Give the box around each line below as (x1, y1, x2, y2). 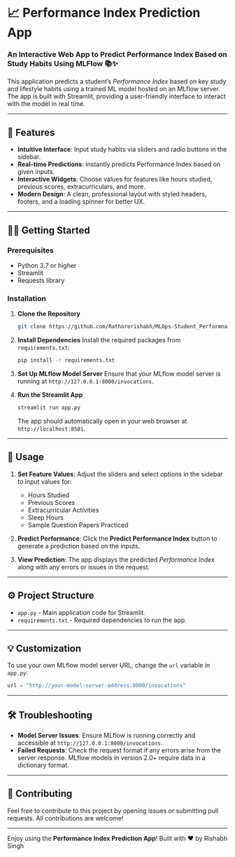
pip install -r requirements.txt (17, 357, 115, 364)
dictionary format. (17, 761, 69, 769)
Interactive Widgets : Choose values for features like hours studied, (17, 175, 213, 184)
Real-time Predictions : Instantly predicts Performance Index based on (17, 160, 221, 168)
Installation (7, 293, 47, 303)
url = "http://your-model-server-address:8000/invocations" (7, 682, 187, 689)
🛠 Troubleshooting (7, 709, 93, 721)
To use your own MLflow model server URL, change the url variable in (7, 661, 211, 670)
